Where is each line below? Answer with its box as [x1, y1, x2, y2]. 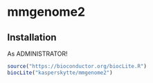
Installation [7, 32, 57, 43]
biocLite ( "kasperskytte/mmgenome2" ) [7, 69, 113, 76]
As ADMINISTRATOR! [7, 49, 68, 58]
